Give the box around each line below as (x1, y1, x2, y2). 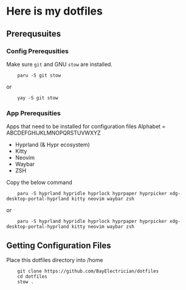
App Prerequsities (6, 108, 61, 117)
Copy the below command (6, 179, 72, 186)
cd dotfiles (17, 273, 47, 280)
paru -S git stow (17, 72, 61, 79)
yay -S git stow (17, 94, 59, 101)
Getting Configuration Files (6, 240, 111, 250)
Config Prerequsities (6, 47, 69, 55)
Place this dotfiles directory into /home (6, 256, 103, 263)
